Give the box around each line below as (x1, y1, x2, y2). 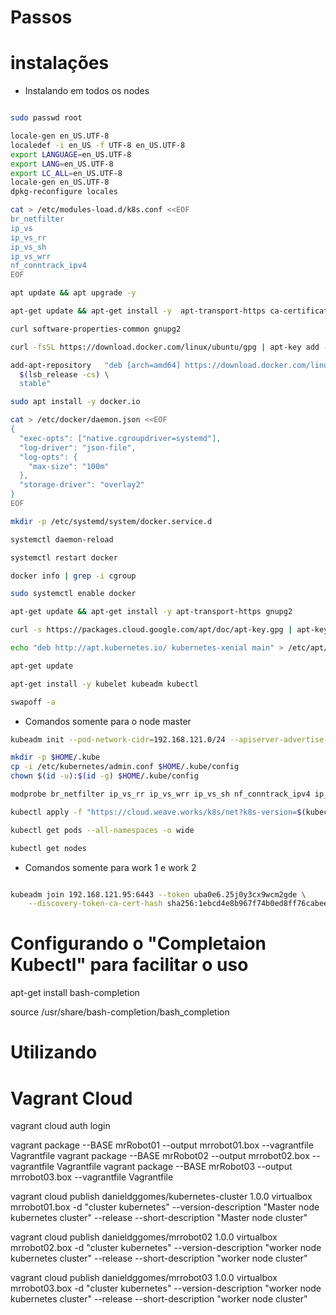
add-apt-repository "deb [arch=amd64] (10, 360, 182, 370)
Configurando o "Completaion (10, 932, 267, 955)
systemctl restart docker (10, 552, 118, 563)
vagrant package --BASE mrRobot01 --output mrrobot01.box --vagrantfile (10, 1139, 314, 1151)
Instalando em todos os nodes (24, 85, 150, 97)
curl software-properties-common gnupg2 (10, 324, 182, 334)
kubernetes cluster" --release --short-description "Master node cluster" (10, 1212, 308, 1224)
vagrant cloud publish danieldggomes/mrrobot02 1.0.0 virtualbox (10, 1231, 278, 1243)
